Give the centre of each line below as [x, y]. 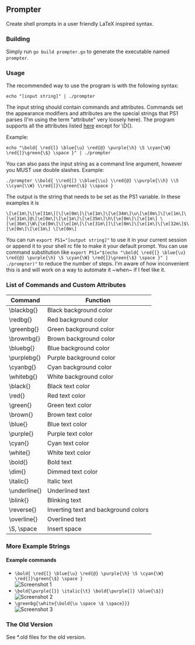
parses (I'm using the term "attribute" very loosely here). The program [90, 120]
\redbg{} [20, 319]
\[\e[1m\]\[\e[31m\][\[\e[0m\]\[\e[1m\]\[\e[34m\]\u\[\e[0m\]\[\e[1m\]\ [96, 214]
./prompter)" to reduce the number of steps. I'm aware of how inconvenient [97, 264]
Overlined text [67, 519]
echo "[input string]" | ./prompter [51, 96]
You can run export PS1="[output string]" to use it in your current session [97, 240]
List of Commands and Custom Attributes [66, 285]
